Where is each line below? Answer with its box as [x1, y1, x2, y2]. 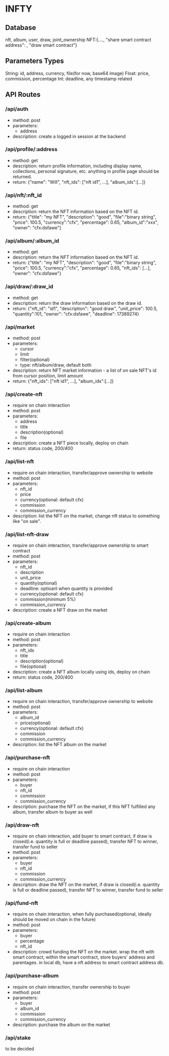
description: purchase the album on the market [12, 1022, 110, 1028]
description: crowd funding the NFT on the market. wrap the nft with [12, 949, 155, 955]
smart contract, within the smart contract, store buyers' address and [12, 954, 155, 960]
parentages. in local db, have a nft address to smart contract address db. [12, 960, 164, 966]
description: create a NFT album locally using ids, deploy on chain [12, 669, 150, 675]
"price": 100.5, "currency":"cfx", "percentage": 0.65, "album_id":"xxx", [12, 219, 159, 226]
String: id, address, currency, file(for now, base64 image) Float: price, [5, 70, 150, 76]
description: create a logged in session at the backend [12, 133, 126, 139]
